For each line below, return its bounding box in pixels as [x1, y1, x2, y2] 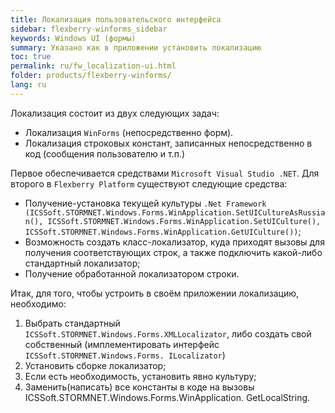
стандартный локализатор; [24, 257, 141, 269]
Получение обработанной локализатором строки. [24, 267, 240, 280]
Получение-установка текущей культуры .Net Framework [24, 197, 267, 209]
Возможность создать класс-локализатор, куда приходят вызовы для [24, 236, 325, 248]
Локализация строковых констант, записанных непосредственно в [24, 137, 313, 149]
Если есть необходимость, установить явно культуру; [24, 370, 257, 382]
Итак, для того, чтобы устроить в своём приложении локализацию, [10, 287, 299, 299]
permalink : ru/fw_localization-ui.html [10, 61, 177, 71]
